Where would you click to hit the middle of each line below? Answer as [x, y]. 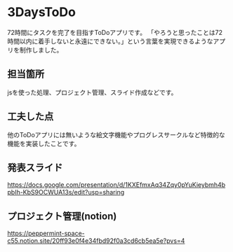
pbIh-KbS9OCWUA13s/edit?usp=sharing [66, 192]
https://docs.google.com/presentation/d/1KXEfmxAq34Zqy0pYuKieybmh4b [116, 185]
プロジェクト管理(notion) [62, 216]
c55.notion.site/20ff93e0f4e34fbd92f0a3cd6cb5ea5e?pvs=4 [96, 241]
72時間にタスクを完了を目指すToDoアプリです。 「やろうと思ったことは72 [115, 32]
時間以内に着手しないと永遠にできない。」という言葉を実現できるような [110, 41]
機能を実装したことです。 [44, 143]
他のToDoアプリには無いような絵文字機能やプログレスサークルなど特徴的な [116, 134]
